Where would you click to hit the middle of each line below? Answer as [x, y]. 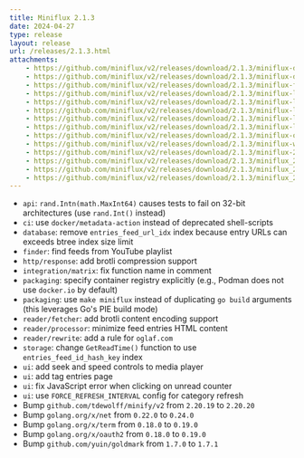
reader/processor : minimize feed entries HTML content [125, 329]
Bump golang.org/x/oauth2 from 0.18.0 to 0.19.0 [114, 434]
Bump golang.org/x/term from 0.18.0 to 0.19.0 [110, 425]
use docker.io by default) [70, 290]
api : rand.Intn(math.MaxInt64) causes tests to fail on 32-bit [134, 204]
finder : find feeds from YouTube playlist [97, 252]
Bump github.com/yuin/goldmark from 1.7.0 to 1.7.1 [120, 444]
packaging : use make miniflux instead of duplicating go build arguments [157, 300]
